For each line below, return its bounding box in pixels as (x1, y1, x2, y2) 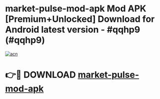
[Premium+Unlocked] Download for (5, 13, 155, 25)
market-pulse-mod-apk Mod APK (5, 3, 147, 14)
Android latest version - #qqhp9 (5, 24, 141, 35)
